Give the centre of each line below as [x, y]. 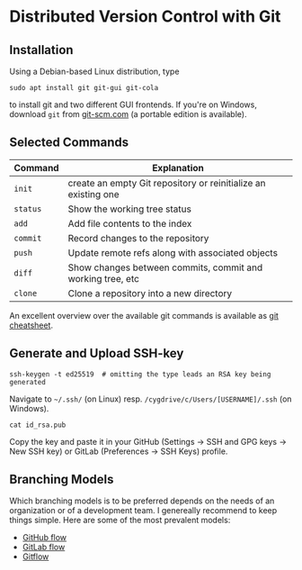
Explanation [178, 167]
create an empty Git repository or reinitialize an [167, 183]
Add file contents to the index [130, 223]
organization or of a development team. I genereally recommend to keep [143, 511]
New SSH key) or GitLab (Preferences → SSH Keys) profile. [119, 451]
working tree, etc [103, 278]
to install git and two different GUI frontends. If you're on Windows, [133, 104]
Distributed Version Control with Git [145, 17]
